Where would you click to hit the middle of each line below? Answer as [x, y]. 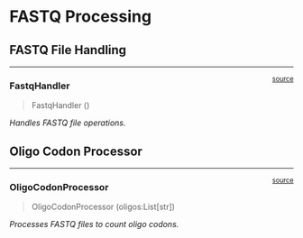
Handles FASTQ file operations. [68, 123]
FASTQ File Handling [68, 50]
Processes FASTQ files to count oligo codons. [94, 224]
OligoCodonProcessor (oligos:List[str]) [103, 207]
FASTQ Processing [80, 17]
